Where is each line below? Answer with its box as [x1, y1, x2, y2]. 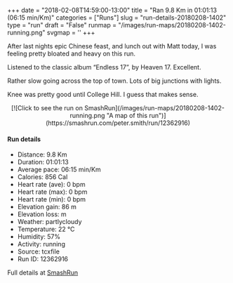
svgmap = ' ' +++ [46, 28, 95, 37]
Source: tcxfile [17, 247, 60, 256]
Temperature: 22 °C [17, 225, 75, 234]
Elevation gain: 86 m [17, 203, 77, 211]
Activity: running [17, 240, 65, 249]
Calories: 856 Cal [17, 173, 68, 181]
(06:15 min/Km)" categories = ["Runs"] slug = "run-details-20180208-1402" [7, 13, 227, 22]
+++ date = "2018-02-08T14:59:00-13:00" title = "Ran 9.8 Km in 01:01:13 [7, 6, 218, 14]
